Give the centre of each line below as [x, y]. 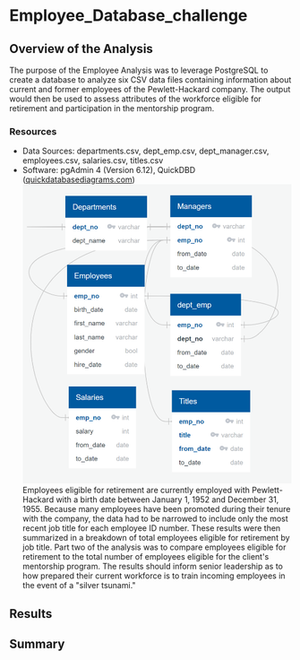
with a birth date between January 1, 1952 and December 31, [167, 499]
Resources [33, 131]
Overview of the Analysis [81, 49]
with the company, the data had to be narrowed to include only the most [155, 519]
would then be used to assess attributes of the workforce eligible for [135, 99]
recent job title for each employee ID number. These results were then [151, 528]
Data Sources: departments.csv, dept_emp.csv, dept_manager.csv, [146, 151]
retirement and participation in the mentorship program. [112, 108]
